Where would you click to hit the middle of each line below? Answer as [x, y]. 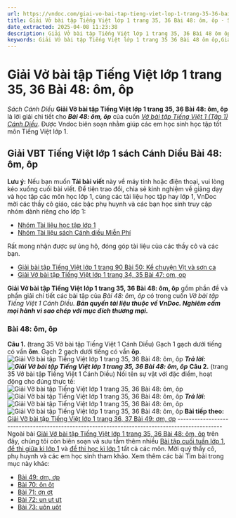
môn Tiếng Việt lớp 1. [38, 131]
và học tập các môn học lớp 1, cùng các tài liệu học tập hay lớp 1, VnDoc [112, 196]
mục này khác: [29, 464]
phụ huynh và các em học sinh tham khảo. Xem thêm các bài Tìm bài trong [116, 456]
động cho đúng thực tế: [41, 382]
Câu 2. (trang [209, 367]
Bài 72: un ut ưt [39, 500]
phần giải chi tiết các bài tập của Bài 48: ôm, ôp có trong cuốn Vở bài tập [113, 295]
